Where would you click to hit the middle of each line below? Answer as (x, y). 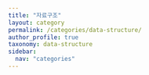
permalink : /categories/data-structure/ (75, 30)
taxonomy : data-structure (50, 45)
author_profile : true (44, 37)
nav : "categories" (45, 59)
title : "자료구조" (35, 15)
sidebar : (22, 52)
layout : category (36, 23)
